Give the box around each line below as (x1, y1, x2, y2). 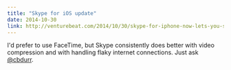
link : (7, 22, 23, 29)
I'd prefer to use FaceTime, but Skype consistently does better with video (7, 41, 215, 50)
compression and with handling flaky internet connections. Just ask (7, 48, 199, 56)
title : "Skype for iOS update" (7, 10, 97, 17)
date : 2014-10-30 (7, 16, 57, 23)
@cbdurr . (7, 56, 34, 64)
